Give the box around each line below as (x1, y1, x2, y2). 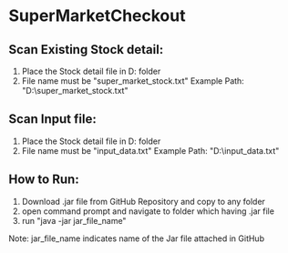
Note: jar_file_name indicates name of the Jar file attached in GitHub (8, 233, 265, 244)
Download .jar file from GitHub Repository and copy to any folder (21, 196, 266, 207)
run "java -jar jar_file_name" (21, 215, 127, 226)
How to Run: (8, 172, 79, 187)
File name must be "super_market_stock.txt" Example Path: (21, 76, 245, 86)
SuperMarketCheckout (8, 5, 186, 26)
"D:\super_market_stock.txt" (21, 86, 129, 96)
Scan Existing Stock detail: (8, 42, 164, 57)
